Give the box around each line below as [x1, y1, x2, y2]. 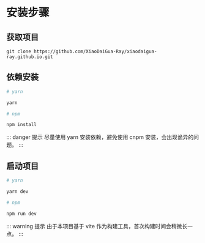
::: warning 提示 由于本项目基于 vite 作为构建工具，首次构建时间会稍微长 [6, 222, 188, 230]
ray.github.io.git [6, 54, 53, 60]
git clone [6, 48, 32, 54]
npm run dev [6, 211, 37, 217]
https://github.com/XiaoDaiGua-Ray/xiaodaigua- [33, 48, 157, 54]
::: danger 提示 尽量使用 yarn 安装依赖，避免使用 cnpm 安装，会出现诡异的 [6, 133, 194, 141]
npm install [6, 122, 37, 128]
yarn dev [6, 189, 29, 195]
